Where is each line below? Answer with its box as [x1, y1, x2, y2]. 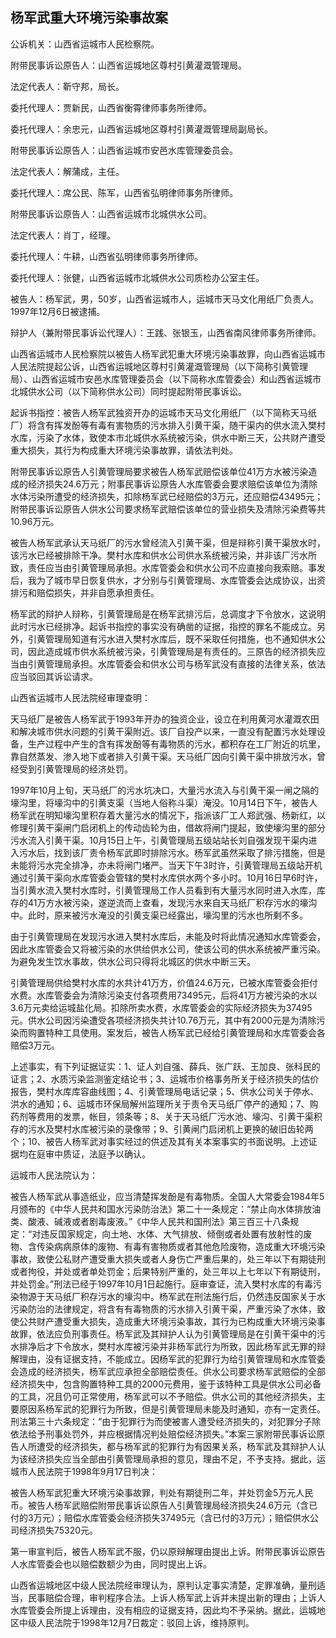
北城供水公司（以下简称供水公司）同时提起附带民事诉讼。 [10, 385, 247, 397]
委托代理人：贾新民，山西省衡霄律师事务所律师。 [10, 101, 212, 113]
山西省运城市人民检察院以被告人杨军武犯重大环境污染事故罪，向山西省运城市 [10, 348, 326, 360]
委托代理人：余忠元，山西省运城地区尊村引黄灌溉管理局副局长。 [10, 123, 273, 135]
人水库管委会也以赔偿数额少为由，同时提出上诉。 [10, 1558, 212, 1570]
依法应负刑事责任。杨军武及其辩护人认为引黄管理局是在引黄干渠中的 [36, 1328, 317, 1340]
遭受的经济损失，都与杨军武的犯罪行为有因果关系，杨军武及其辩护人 [36, 1440, 317, 1452]
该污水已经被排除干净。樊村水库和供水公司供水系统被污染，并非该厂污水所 [10, 549, 317, 561]
